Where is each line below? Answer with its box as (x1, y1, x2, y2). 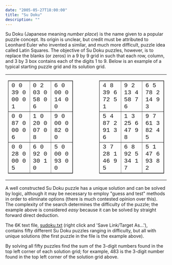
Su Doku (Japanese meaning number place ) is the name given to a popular (5, 31, 164, 37)
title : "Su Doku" (5, 12, 42, 17)
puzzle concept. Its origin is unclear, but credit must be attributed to (5, 36, 148, 42)
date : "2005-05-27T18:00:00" (5, 7, 68, 13)
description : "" (5, 17, 40, 22)
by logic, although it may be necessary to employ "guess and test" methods (5, 190, 165, 197)
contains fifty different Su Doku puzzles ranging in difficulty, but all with (5, 228, 156, 234)
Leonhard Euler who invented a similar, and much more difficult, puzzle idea (5, 42, 165, 48)
